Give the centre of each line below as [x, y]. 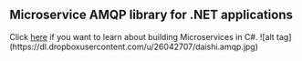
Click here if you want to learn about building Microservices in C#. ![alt [142, 36]
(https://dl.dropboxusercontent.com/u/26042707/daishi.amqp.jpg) [134, 46]
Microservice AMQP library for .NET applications [151, 15]
